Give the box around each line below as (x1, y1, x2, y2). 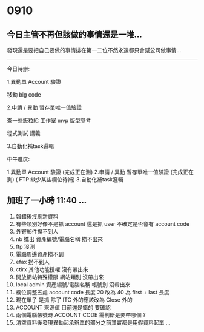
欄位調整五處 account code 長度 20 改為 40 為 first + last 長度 (15, 288, 170, 296)
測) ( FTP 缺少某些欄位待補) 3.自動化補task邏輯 (7, 176, 123, 183)
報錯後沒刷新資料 (15, 212, 59, 220)
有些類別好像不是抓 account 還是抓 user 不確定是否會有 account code (15, 220, 190, 228)
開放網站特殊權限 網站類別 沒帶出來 (15, 273, 104, 280)
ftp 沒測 (15, 243, 35, 250)
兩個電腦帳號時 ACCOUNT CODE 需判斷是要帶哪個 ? (15, 311, 146, 319)
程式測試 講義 (7, 130, 41, 137)
